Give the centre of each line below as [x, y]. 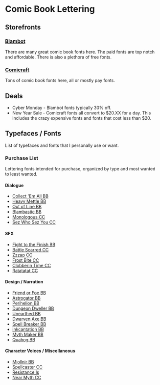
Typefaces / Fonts [33, 134]
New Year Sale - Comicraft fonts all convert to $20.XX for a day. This [81, 113]
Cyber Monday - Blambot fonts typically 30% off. [62, 108]
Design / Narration [24, 282]
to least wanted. [21, 174]
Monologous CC [29, 217]
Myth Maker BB [28, 334]
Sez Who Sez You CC [34, 222]
